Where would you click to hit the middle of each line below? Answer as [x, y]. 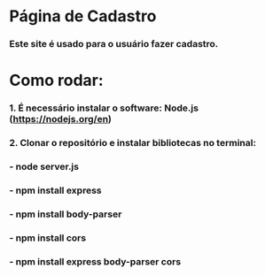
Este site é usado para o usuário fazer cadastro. [114, 44]
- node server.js [44, 167]
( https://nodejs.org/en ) [61, 119]
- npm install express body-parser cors [95, 261]
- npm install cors [48, 238]
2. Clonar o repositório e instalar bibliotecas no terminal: [133, 143]
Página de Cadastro [83, 16]
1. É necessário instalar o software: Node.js [104, 108]
